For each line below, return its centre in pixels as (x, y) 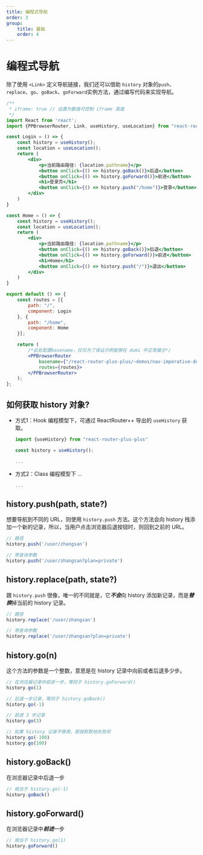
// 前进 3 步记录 (26, 715)
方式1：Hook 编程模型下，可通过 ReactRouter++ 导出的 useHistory (98, 420)
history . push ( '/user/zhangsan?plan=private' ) (64, 561)
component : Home (48, 328)
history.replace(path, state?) (62, 580)
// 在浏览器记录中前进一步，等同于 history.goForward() (71, 682)
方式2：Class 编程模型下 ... (49, 473)
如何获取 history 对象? (48, 404)
